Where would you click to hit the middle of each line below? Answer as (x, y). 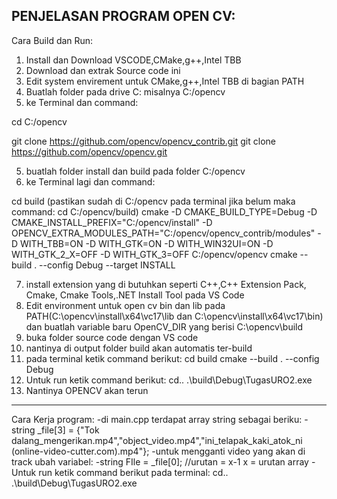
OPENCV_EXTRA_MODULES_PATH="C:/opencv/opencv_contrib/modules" (163, 233)
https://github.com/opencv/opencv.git (89, 151)
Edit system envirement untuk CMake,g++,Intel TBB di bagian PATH (165, 81)
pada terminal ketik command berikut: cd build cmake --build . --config (172, 358)
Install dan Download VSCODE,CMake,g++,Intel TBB (133, 60)
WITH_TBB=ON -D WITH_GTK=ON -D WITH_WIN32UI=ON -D (147, 243)
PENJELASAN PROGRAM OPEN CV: (123, 16)
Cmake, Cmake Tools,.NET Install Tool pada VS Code (135, 295)
